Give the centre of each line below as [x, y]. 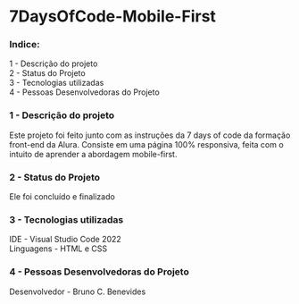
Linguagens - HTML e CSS [58, 249]
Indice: [25, 45]
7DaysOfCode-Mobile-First [113, 17]
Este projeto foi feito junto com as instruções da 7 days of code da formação [150, 135]
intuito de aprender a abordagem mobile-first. [93, 154]
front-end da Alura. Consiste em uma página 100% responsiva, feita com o [146, 144]
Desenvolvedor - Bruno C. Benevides [78, 291]
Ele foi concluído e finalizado [62, 197]
